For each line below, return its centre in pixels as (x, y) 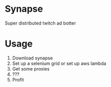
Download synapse (32, 58)
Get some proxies (31, 69)
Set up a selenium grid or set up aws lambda (59, 63)
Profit (18, 79)
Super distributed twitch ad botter (40, 23)
